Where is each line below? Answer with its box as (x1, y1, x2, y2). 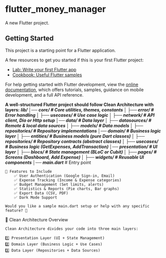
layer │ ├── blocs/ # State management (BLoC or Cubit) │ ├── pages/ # (5, 149, 157, 155)
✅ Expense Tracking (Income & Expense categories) (14, 177, 122, 183)
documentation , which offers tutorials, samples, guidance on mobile (5, 87, 144, 93)
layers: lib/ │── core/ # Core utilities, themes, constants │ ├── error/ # (5, 106, 154, 112)
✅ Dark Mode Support (14, 195, 57, 200)
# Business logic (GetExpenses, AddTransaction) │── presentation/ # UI (5, 144, 158, 150)
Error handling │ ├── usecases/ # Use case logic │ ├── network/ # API (5, 112, 155, 118)
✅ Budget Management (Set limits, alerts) (14, 182, 104, 187)
